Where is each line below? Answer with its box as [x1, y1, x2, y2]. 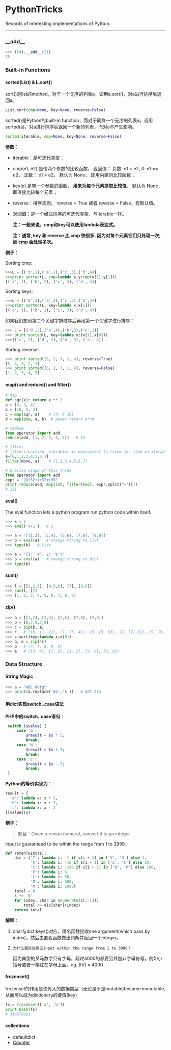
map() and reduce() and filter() [5, 381, 71, 388]
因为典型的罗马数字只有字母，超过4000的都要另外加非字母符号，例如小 [12, 955, 163, 961]
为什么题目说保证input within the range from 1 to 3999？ [12, 945, 131, 951]
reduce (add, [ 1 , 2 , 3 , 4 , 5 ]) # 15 [5, 435, 85, 441]
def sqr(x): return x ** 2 [5, 398, 63, 403]
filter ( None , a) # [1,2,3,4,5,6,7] [5, 458, 88, 464]
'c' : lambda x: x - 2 [10, 805, 56, 810]
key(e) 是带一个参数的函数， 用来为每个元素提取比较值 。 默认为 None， [12, 183, 163, 189]
